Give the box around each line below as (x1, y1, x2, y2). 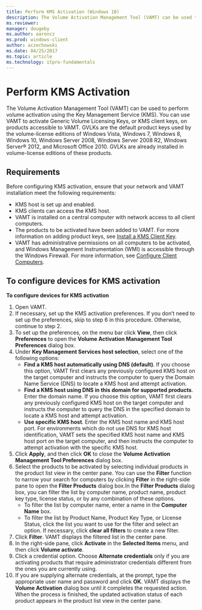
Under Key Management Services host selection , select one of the (14, 348, 183, 355)
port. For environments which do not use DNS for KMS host (23, 425, 171, 432)
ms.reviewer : (6, 20, 39, 26)
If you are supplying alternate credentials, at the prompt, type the (14, 572, 177, 579)
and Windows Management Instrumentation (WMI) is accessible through (14, 246, 195, 253)
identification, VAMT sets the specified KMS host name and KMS (23, 431, 185, 439)
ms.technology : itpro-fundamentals (6, 59, 96, 65)
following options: (14, 355, 60, 362)
